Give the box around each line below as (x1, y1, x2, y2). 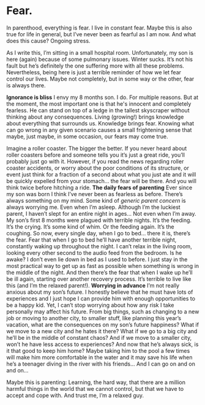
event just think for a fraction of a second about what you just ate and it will (6, 170, 196, 178)
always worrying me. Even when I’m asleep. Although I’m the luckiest (6, 203, 181, 211)
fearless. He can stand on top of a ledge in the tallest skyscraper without (6, 106, 190, 114)
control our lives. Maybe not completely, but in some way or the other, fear (6, 75, 195, 82)
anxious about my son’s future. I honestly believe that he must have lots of (6, 288, 193, 296)
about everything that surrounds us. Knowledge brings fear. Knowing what (6, 119, 195, 127)
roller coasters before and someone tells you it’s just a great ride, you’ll (6, 151, 185, 159)
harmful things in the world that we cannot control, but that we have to (6, 385, 184, 392)
